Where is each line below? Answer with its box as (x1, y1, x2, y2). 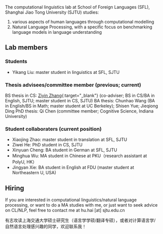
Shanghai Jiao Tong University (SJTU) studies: (5, 9, 99, 15)
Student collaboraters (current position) (5, 125, 102, 132)
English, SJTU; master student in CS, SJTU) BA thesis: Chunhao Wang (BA (5, 97, 155, 103)
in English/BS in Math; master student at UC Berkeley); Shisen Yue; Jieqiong (5, 103, 159, 109)
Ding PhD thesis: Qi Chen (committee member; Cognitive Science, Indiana (5, 108, 154, 114)
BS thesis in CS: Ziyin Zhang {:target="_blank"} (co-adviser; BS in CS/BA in (5, 93, 155, 98)
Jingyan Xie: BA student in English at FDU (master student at (12, 164, 134, 170)
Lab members (5, 44, 48, 52)
